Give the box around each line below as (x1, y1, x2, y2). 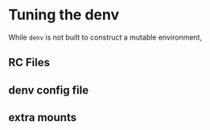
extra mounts (8, 111, 77, 124)
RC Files (8, 56, 51, 69)
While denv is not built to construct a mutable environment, (8, 32, 203, 42)
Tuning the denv (8, 6, 119, 24)
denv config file (8, 83, 89, 97)
